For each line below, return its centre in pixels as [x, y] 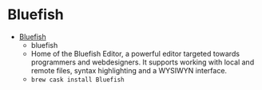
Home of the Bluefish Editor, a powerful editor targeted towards [135, 53]
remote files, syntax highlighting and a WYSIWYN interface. [129, 70]
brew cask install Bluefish [77, 80]
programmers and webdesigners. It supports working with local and [143, 62]
